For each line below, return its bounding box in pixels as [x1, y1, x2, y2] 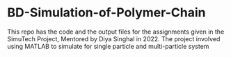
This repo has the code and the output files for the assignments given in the [7, 27, 225, 36]
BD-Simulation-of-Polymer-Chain [7, 5, 206, 21]
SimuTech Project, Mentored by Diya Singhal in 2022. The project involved [7, 34, 221, 43]
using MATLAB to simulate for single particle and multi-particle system [7, 42, 209, 50]
